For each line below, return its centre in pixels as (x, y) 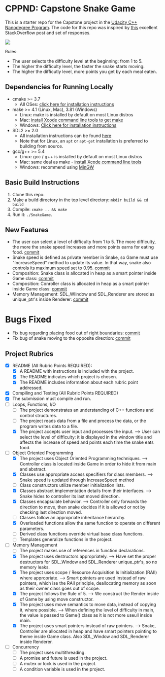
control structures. (38, 415)
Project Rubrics (29, 354)
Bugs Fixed (28, 319)
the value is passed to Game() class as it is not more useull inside (86, 615)
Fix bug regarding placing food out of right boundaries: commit (76, 333)
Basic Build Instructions (42, 183)
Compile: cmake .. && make (40, 209)
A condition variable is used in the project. (62, 669)
